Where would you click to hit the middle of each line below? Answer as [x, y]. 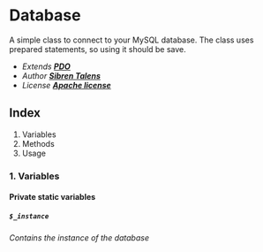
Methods [38, 143]
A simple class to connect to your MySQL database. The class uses [131, 40]
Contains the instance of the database [79, 238]
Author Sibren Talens [61, 75]
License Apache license [67, 85]
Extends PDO [46, 66]
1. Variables [34, 176]
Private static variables [53, 197]
